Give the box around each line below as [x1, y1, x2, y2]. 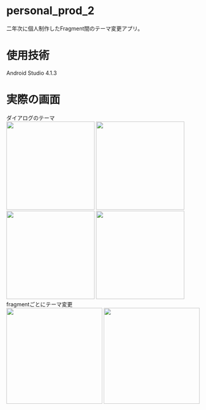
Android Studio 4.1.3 [6, 69, 57, 77]
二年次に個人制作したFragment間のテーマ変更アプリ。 [6, 25, 143, 32]
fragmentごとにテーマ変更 [6, 300, 73, 307]
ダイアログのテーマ [6, 114, 55, 122]
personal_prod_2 [6, 4, 95, 18]
